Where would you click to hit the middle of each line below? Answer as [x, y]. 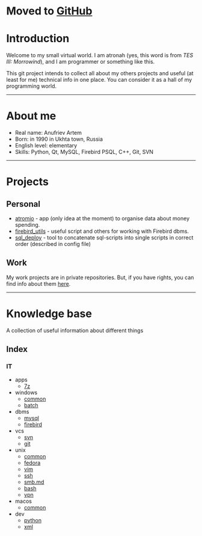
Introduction [38, 39]
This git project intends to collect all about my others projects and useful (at [100, 73]
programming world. [32, 86]
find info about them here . [38, 283]
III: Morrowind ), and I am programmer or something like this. [81, 62]
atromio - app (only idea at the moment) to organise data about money [102, 218]
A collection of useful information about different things [75, 330]
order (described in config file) [53, 244]
